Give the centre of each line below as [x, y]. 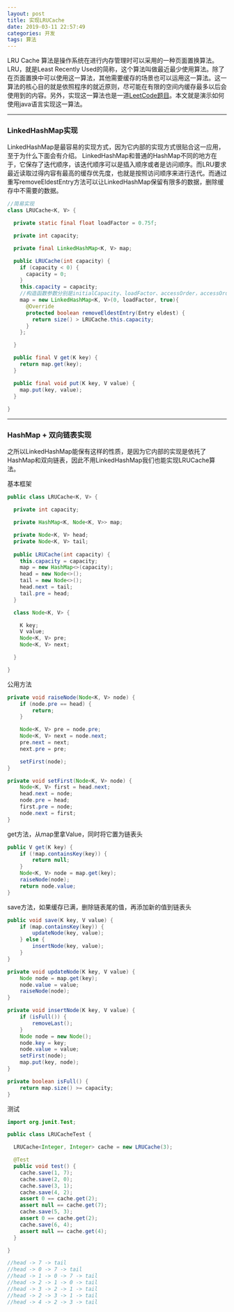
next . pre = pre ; [44, 749]
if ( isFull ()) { [44, 1017]
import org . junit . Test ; [42, 1122]
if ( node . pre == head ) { [56, 704]
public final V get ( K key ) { [56, 358]
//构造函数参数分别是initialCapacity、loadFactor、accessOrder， [110, 294]
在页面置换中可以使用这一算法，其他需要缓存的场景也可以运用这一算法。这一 [117, 78]
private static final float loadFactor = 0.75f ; [85, 223]
